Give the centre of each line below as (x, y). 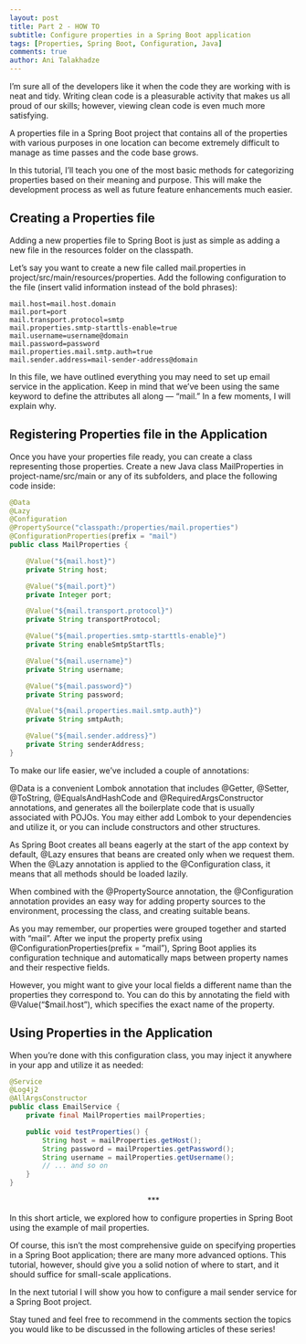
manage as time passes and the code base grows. (104, 152)
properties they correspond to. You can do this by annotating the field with (150, 994)
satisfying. (29, 115)
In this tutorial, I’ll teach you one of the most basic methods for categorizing (152, 170)
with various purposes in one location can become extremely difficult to (145, 143)
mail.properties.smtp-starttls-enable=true (94, 328)
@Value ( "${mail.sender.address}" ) (91, 736)
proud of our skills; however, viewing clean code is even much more (137, 105)
